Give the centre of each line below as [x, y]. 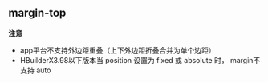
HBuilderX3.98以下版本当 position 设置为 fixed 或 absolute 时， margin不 [140, 60]
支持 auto [35, 70]
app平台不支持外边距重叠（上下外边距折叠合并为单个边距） [118, 50]
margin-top [37, 13]
